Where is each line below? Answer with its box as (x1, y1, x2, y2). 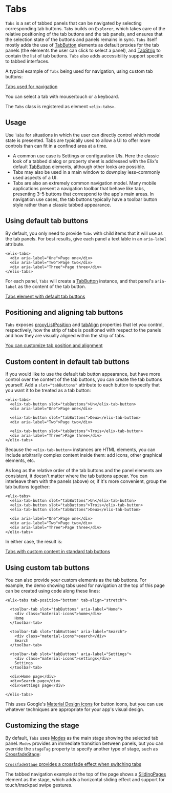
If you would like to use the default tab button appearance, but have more (5, 371, 160, 377)
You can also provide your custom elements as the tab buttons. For (5, 577, 147, 583)
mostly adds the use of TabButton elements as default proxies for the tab (5, 42, 159, 48)
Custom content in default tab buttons (5, 357, 130, 366)
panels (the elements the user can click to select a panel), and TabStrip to (5, 47, 161, 53)
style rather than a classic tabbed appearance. (12, 201, 111, 208)
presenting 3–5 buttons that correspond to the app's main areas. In (12, 191, 154, 197)
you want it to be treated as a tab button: (5, 388, 91, 394)
